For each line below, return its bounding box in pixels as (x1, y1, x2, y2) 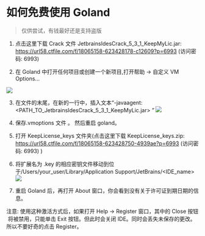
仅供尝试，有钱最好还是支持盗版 (21, 27, 102, 34)
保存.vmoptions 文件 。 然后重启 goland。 (15, 119, 120, 126)
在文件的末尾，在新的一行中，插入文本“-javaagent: (15, 99, 143, 106)
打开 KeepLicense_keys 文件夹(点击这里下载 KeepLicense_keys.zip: (15, 132, 185, 139)
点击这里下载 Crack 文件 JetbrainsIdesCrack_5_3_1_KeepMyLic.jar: (15, 40, 182, 47)
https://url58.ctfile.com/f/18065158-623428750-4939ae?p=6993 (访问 (15, 140, 193, 147)
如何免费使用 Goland (6, 5, 110, 20)
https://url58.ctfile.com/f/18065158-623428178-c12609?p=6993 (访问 (15, 47, 191, 55)
